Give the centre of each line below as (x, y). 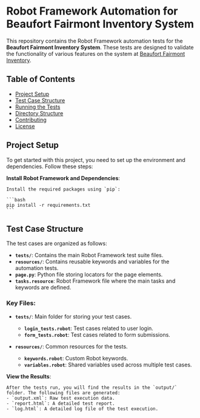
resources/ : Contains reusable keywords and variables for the (92, 261)
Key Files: (21, 303)
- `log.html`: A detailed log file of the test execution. (82, 409)
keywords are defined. (43, 288)
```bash (16, 200)
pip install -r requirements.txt (48, 205)
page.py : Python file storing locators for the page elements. (89, 275)
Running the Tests (38, 107)
